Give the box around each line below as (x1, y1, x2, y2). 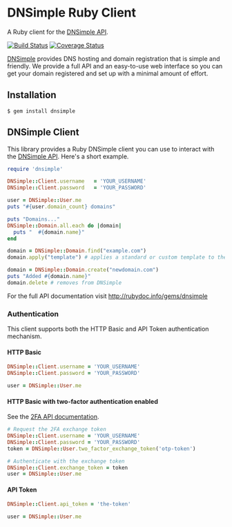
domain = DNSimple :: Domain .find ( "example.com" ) (7, 248, 147, 255)
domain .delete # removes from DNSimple (7, 279, 122, 286)
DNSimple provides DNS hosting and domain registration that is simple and (7, 54, 220, 63)
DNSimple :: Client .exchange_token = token (7, 464, 128, 471)
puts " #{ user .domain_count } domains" (7, 203, 116, 210)
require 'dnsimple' (7, 165, 64, 172)
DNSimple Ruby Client (7, 5, 137, 21)
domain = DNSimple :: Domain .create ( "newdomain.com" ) (7, 266, 159, 274)
